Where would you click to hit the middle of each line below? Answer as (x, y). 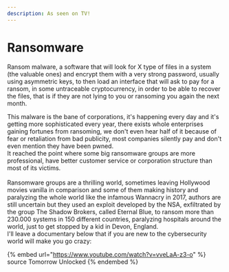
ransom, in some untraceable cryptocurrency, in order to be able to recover (114, 88)
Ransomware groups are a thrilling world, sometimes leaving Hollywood (109, 182)
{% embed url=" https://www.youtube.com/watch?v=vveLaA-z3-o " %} (107, 254)
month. (17, 103)
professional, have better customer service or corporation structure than (110, 160)
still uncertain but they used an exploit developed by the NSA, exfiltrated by (114, 205)
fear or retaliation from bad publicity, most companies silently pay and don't (115, 138)
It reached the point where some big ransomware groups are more (101, 153)
